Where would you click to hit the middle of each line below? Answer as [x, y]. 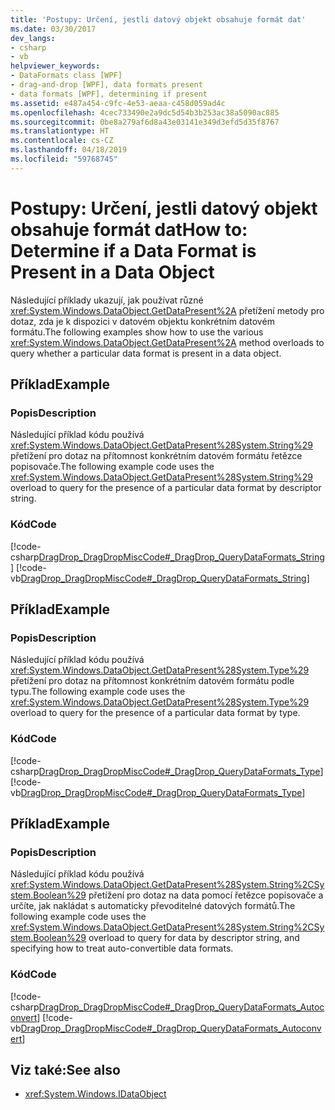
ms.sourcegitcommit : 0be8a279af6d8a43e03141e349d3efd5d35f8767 [145, 122]
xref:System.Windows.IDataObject [95, 1094]
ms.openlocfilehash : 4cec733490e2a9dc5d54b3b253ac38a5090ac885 [145, 112]
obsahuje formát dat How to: [129, 229]
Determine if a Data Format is [133, 250]
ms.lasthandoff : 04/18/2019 [69, 150]
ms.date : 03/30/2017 [53, 29]
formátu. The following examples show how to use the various [137, 332]
